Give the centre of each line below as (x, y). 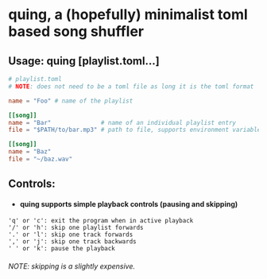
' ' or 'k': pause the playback (62, 249)
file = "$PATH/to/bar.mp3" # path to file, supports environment (118, 130)
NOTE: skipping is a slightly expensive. (72, 266)
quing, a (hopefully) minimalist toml (128, 15)
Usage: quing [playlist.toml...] (84, 61)
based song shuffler (76, 31)
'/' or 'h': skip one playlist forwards (76, 228)
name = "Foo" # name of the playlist (71, 101)
